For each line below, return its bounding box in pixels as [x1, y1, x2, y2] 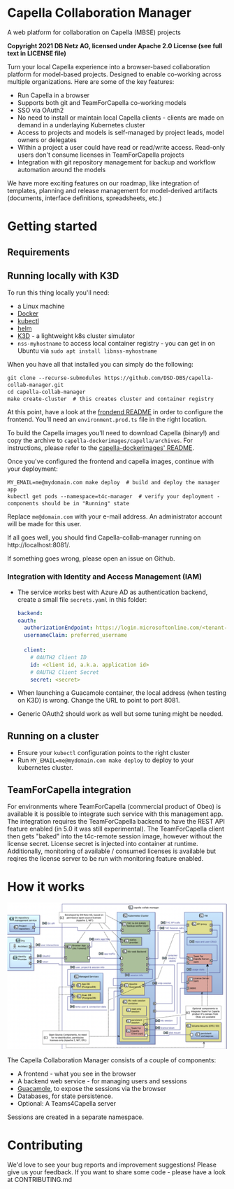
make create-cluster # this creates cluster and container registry [7, 395, 214, 403]
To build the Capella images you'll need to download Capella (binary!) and [7, 429, 220, 437]
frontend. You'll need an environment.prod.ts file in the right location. [7, 415, 207, 424]
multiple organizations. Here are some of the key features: [7, 77, 175, 85]
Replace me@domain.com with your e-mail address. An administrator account [7, 512, 222, 521]
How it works [7, 879, 85, 895]
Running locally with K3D [7, 269, 119, 281]
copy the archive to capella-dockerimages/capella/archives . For [7, 436, 193, 445]
